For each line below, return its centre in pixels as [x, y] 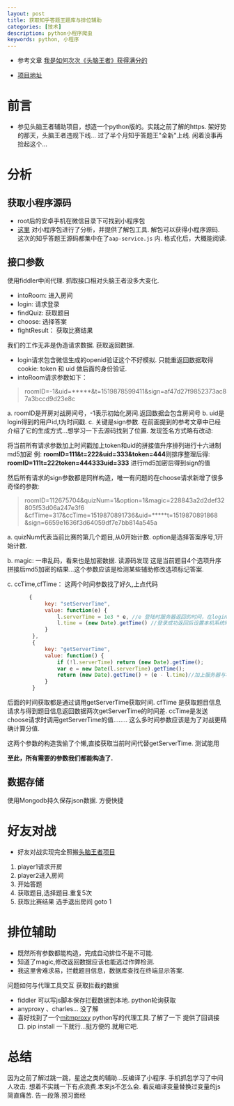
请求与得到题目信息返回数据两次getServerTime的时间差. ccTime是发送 [108, 711]
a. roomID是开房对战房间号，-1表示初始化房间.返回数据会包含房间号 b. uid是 [116, 413]
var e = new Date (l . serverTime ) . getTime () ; [121, 668]
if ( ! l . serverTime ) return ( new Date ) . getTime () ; [130, 662]
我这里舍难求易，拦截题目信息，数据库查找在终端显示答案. [101, 970]
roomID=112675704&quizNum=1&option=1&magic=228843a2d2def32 [124, 500]
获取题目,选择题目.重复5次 [55, 892]
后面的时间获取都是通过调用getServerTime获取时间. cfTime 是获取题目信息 [114, 702]
